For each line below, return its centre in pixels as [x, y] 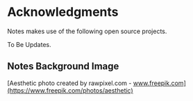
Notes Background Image [63, 66]
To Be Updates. [29, 44]
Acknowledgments [63, 12]
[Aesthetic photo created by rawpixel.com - [69, 83]
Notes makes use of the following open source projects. [87, 31]
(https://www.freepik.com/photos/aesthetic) [70, 90]
